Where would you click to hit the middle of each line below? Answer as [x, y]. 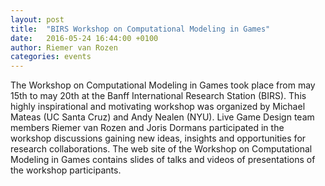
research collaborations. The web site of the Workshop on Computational [161, 149]
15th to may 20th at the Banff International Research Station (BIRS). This [158, 96]
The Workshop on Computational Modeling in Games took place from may [163, 85]
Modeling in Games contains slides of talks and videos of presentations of [163, 160]
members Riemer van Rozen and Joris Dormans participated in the [147, 128]
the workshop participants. [66, 170]
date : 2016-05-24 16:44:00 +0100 [84, 38]
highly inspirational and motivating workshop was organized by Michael [158, 107]
